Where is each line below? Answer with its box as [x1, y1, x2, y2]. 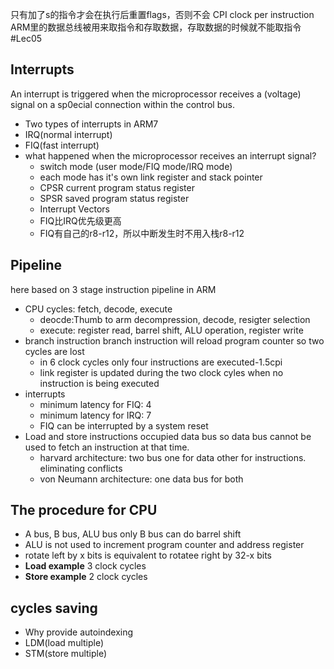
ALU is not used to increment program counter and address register [24, 539, 305, 551]
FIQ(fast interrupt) [24, 139, 100, 151]
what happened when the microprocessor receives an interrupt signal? [24, 149, 317, 162]
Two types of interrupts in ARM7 [24, 118, 159, 130]
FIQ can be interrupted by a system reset [39, 419, 209, 432]
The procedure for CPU [10, 502, 158, 519]
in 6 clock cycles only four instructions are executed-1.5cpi [39, 356, 283, 368]
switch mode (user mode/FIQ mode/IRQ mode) [39, 160, 233, 172]
